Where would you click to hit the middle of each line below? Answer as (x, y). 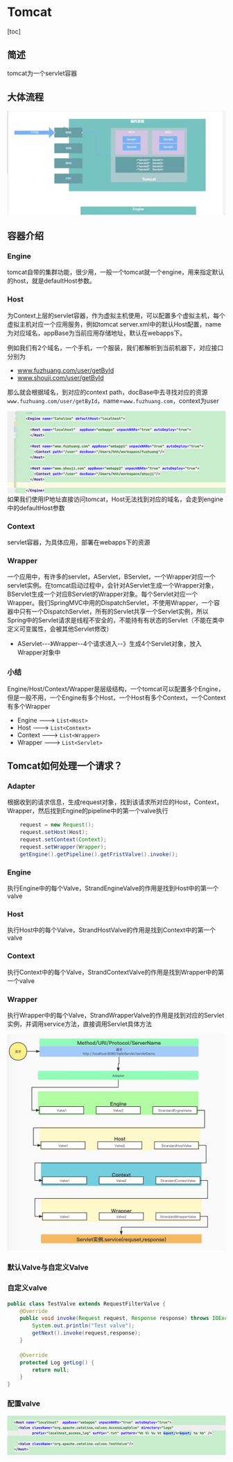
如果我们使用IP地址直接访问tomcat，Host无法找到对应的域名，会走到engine (115, 499)
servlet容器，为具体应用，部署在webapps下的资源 (79, 542)
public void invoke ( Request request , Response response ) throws (114, 1319)
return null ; (51, 1370)
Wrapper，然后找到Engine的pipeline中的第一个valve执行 (88, 811)
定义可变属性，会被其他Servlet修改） (60, 629)
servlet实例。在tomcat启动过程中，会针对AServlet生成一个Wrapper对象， (112, 585)
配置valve (24, 1404)
